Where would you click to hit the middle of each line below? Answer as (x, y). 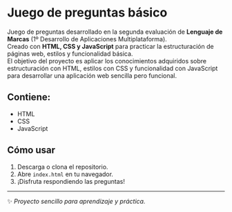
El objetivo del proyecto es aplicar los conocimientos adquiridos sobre (107, 61)
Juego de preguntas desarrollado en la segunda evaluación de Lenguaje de (115, 32)
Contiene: (29, 97)
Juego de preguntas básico (87, 13)
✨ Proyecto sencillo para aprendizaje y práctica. (76, 201)
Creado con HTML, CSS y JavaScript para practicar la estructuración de (110, 46)
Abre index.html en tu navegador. (65, 174)
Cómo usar (31, 150)
